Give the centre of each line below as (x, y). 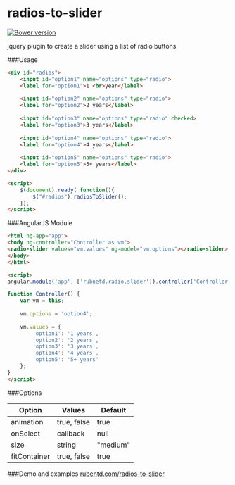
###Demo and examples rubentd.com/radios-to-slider (86, 474)
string (66, 445)
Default (114, 410)
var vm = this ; (42, 301)
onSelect (26, 433)
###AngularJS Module (40, 223)
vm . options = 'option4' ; (56, 314)
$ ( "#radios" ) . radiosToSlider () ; (80, 196)
